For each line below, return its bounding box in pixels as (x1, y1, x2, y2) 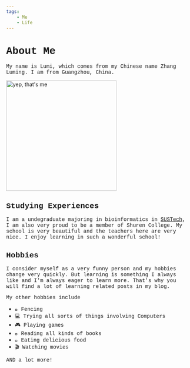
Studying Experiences (6, 201, 99, 211)
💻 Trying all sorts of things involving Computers (14, 313, 166, 320)
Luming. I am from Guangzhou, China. (6, 69, 115, 76)
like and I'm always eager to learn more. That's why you (6, 277, 176, 284)
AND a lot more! (6, 357, 53, 363)
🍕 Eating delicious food (14, 337, 86, 343)
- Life (16, 19, 33, 25)
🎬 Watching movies (14, 344, 69, 350)
